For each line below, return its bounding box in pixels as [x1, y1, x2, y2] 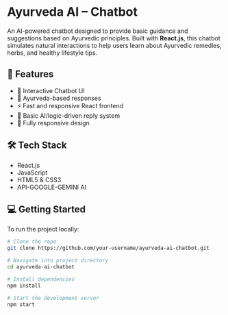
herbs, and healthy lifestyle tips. [7, 49, 98, 57]
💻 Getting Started [7, 203, 86, 215]
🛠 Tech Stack [7, 140, 67, 151]
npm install [7, 282, 41, 289]
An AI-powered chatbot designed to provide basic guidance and [7, 27, 188, 35]
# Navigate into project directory [7, 257, 109, 264]
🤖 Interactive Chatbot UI [16, 86, 85, 94]
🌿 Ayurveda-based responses [16, 94, 101, 102]
